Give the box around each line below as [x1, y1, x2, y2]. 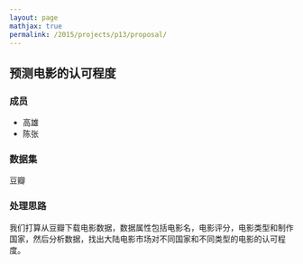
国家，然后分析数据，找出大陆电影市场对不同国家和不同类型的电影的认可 [9, 233, 278, 244]
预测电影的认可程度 [9, 65, 116, 81]
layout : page [9, 13, 59, 23]
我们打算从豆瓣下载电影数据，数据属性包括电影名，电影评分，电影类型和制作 [9, 222, 294, 232]
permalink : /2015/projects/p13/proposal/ [9, 30, 168, 39]
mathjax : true [9, 22, 63, 31]
